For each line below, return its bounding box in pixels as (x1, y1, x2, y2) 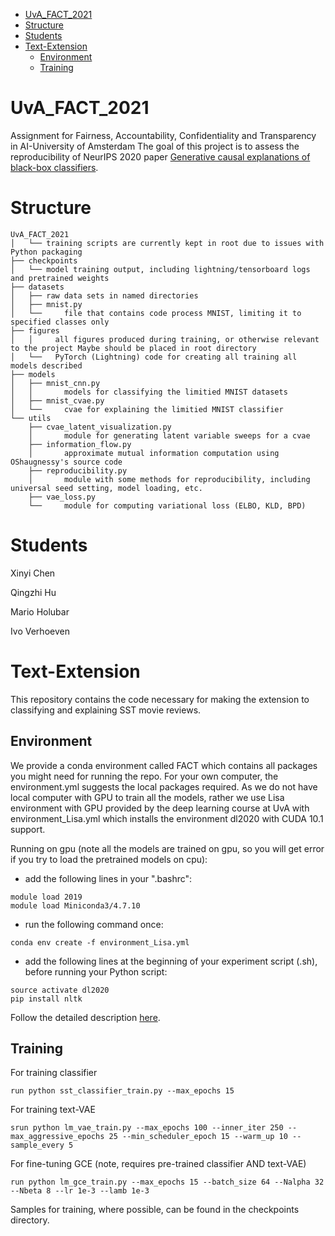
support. (10, 823, 46, 835)
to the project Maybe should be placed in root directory (10, 343, 257, 353)
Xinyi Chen (10, 567, 56, 579)
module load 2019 (10, 892, 83, 902)
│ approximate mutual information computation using (28, 448, 280, 458)
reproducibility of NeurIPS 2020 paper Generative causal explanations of (10, 150, 311, 163)
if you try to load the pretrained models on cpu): (10, 853, 208, 865)
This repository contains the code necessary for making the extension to (10, 693, 310, 705)
